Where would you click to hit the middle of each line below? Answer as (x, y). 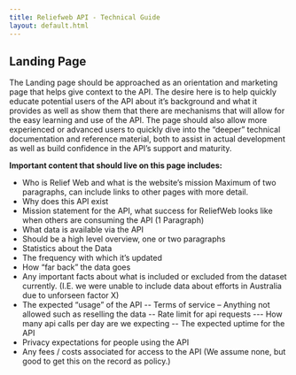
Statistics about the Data (67, 249)
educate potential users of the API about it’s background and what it (133, 102)
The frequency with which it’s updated (92, 258)
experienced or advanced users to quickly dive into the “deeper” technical (145, 130)
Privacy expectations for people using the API (105, 342)
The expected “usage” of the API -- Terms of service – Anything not (146, 305)
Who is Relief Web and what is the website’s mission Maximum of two (149, 183)
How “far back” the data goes (76, 267)
